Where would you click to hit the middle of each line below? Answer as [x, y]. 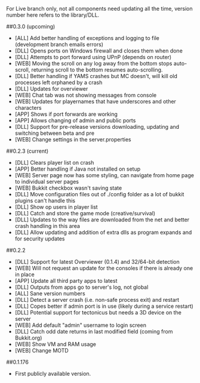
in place [24, 274]
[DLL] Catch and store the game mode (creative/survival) [85, 213]
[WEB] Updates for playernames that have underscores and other [95, 101]
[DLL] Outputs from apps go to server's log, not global [81, 287]
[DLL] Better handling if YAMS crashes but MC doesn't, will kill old [96, 76]
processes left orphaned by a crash [59, 82]
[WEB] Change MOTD [41, 350]
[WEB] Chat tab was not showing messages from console [86, 95]
